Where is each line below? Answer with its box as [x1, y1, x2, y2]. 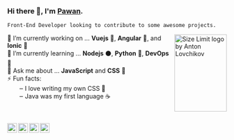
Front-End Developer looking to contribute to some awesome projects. [7, 22, 217, 29]
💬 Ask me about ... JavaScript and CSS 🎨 [7, 67, 126, 75]
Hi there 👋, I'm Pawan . [7, 6, 84, 16]
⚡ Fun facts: [7, 74, 42, 82]
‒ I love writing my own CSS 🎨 [19, 85, 106, 93]
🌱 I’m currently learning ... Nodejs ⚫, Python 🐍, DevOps [7, 49, 169, 58]
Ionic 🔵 [7, 42, 28, 50]
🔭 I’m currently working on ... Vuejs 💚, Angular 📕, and [7, 34, 162, 42]
